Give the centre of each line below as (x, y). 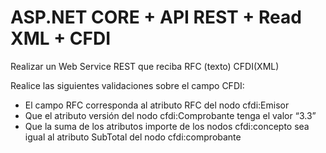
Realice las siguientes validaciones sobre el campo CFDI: (127, 85)
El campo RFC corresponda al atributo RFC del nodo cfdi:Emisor (157, 105)
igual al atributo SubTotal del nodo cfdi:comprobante (133, 137)
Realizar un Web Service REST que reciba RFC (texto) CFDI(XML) (145, 66)
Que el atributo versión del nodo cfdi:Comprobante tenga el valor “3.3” (170, 115)
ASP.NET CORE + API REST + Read (156, 17)
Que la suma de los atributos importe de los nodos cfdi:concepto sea (167, 126)
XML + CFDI (61, 38)
